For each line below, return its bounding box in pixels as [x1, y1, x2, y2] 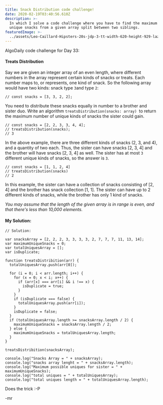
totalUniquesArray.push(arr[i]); [17, 301, 86, 306]
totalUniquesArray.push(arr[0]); [9, 263, 77, 267]
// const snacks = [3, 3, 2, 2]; [5, 94, 73, 100]
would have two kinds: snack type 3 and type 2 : [5, 85, 98, 91]
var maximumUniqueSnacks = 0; [5, 241, 66, 246]
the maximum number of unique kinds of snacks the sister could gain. [5, 113, 145, 119]
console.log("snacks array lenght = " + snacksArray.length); [5, 360, 133, 365]
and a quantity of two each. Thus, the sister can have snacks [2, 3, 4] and [5, 145, 153, 151]
